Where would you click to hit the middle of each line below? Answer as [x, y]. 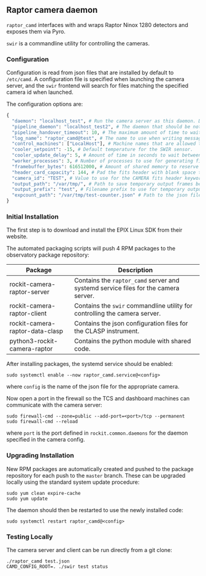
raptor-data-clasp [36, 331]
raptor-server [29, 292]
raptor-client [28, 314]
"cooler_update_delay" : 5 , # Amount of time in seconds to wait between [107, 155]
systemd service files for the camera [127, 288]
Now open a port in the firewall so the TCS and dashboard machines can [98, 399]
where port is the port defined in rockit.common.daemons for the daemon [97, 433]
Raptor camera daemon [52, 10]
